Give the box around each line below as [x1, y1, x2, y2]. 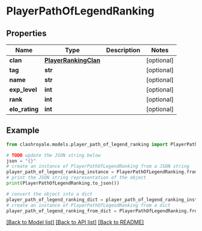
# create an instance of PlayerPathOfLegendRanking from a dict [6, 202, 171, 208]
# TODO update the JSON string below [6, 152, 101, 158]
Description [106, 46, 141, 54]
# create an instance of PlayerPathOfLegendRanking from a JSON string [6, 164, 189, 170]
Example [6, 125, 40, 136]
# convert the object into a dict [6, 191, 93, 197]
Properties [6, 28, 47, 38]
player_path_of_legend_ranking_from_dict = [6, 208, 117, 214]
